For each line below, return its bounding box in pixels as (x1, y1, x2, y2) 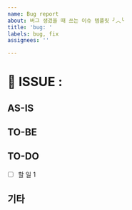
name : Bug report (7, 10, 59, 18)
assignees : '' (7, 37, 50, 44)
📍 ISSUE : (7, 74, 63, 90)
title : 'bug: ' (7, 23, 53, 31)
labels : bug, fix (7, 30, 59, 38)
